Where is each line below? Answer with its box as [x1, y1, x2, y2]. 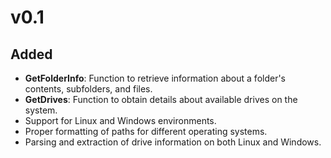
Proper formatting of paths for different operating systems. [24, 126, 268, 137]
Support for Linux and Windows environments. [24, 115, 217, 126]
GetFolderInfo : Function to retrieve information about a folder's [24, 72, 287, 84]
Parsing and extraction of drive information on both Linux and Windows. [24, 136, 322, 148]
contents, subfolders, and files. [24, 83, 153, 95]
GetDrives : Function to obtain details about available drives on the [24, 94, 298, 105]
